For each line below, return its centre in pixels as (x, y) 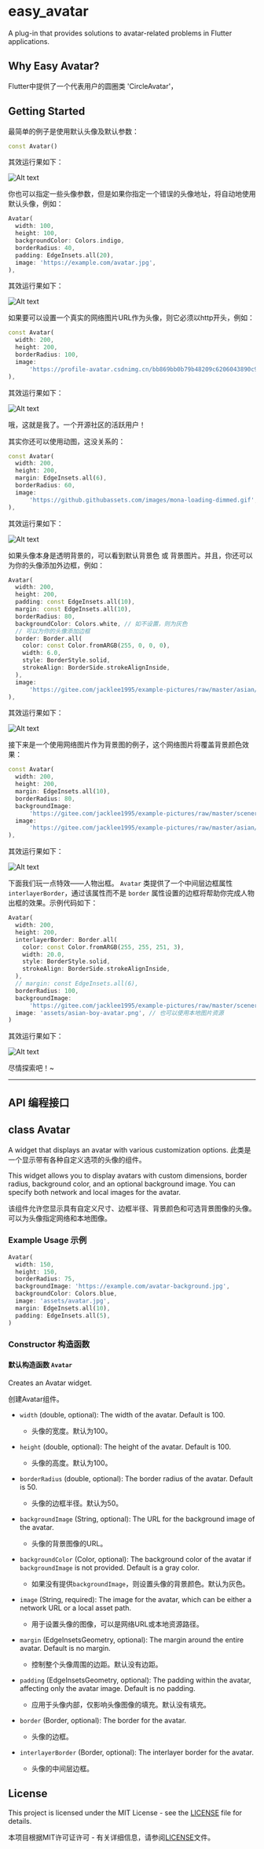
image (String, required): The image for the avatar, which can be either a (136, 1599)
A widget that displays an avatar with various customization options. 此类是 (130, 1149)
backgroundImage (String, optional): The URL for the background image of (137, 1519)
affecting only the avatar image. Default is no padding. (107, 1688)
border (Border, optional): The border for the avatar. (103, 1720)
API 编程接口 (39, 1103)
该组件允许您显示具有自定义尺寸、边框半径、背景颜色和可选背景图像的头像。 (132, 1208)
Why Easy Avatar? (54, 66)
